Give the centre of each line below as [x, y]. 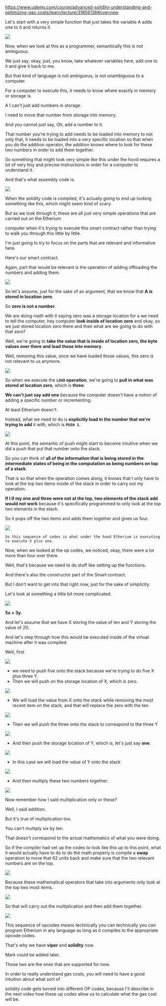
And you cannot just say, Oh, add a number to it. [54, 125]
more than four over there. [32, 555]
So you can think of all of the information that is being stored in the [75, 458]
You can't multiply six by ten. [35, 828]
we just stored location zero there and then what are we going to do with [79, 326]
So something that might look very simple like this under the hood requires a [83, 159]
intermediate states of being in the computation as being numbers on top [82, 463]
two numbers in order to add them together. [50, 150]
